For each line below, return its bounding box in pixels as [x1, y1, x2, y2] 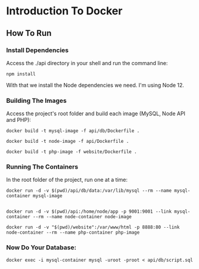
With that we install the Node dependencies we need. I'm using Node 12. [6, 81, 185, 88]
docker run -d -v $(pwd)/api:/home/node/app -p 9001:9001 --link [6, 209, 172, 215]
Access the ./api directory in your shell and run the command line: [6, 59, 168, 66]
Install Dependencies [6, 46, 69, 54]
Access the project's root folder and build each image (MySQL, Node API [6, 110, 186, 117]
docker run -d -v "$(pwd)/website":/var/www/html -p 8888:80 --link [6, 224, 180, 231]
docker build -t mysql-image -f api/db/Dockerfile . [6, 128, 140, 134]
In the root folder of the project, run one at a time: [6, 176, 128, 184]
